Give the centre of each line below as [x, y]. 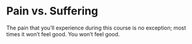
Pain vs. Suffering [52, 11]
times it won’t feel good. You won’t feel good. [63, 34]
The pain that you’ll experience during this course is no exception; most [96, 28]
